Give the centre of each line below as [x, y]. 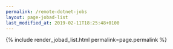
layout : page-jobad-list [37, 17]
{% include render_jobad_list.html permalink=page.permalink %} [86, 40]
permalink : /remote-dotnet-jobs [46, 12]
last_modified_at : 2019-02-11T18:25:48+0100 [63, 23]
